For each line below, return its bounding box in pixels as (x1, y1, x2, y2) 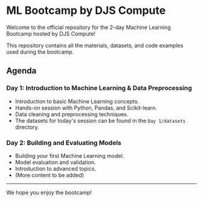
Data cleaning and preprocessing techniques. (14, 110, 129, 118)
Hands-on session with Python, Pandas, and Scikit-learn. (14, 104, 157, 111)
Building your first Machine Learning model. (14, 152, 124, 159)
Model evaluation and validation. (14, 158, 96, 166)
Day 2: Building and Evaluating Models (6, 138, 122, 147)
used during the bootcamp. (6, 48, 74, 55)
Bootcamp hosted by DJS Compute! (6, 30, 95, 37)
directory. (14, 123, 39, 131)
